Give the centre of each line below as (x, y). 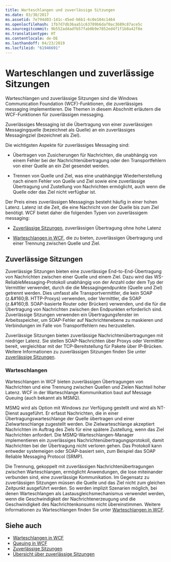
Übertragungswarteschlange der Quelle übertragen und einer (70, 418)
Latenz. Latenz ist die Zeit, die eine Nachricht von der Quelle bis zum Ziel (82, 207)
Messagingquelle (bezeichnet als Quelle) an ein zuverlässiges (70, 130)
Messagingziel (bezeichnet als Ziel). (43, 135)
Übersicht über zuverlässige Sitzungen (54, 554)
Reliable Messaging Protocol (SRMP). (44, 456)
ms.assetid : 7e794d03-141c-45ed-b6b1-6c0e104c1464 (60, 19)
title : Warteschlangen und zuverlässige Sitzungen (60, 10)
